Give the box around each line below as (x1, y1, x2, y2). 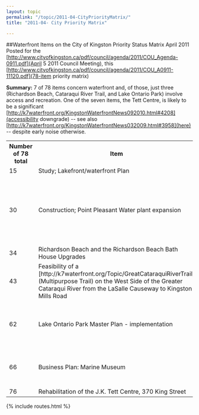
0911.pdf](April (6, 60, 42, 67)
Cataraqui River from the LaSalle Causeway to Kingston (38, 285, 192, 293)
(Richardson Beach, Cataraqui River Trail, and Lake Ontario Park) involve (6, 90, 183, 98)
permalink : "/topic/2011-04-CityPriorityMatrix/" (6, 14, 131, 20)
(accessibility (6, 116, 38, 123)
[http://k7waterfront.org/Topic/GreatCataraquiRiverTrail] (38, 270, 195, 278)
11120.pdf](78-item (6, 72, 52, 80)
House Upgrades (38, 253, 86, 261)
